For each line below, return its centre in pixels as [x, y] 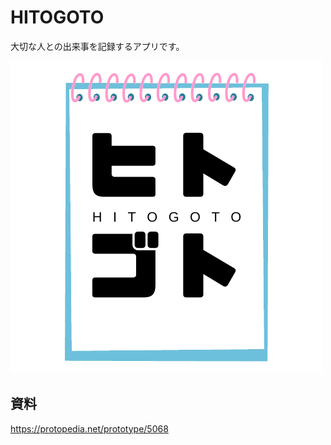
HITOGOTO [57, 17]
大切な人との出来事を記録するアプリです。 [97, 46]
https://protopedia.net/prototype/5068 [89, 428]
